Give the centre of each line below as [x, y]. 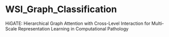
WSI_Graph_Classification [61, 9]
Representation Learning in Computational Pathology [73, 28]
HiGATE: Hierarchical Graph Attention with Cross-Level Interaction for [78, 23]
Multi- [158, 23]
